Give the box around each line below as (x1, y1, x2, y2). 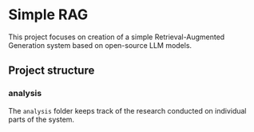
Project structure (8, 64, 95, 78)
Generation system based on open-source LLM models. (8, 40, 192, 50)
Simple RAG (8, 6, 89, 24)
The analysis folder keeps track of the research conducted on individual (8, 106, 247, 115)
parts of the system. (8, 114, 74, 124)
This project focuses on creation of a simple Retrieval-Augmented (8, 32, 225, 42)
